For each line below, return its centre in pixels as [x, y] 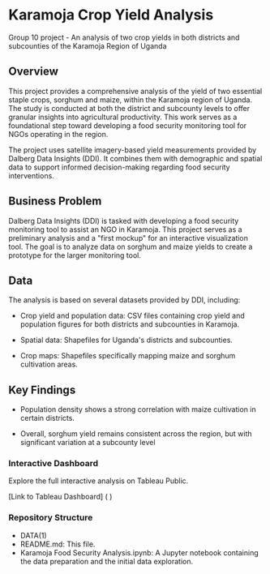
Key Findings [42, 390]
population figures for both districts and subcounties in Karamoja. [130, 324]
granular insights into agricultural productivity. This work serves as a [123, 117]
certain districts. [47, 418]
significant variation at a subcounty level [88, 443]
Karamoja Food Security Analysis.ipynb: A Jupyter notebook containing [139, 552]
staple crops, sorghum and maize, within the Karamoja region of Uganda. [131, 100]
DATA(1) [33, 535]
